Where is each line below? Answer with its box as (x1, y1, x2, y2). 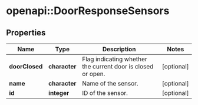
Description (102, 45, 136, 53)
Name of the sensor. (82, 80, 138, 87)
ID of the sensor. (82, 89, 128, 97)
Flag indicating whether (82, 55, 147, 63)
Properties (6, 28, 46, 38)
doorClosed (9, 63, 43, 70)
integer (48, 89, 70, 97)
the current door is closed (82, 63, 154, 70)
